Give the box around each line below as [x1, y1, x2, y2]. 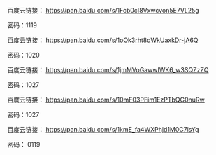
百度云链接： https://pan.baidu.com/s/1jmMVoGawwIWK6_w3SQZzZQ [7, 66, 209, 74]
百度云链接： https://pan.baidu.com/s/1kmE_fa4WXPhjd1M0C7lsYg [7, 126, 199, 133]
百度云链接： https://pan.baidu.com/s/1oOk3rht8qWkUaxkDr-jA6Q [7, 36, 199, 44]
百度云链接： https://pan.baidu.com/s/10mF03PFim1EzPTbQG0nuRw [7, 95, 205, 104]
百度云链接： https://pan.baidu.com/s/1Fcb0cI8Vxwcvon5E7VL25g [7, 6, 199, 14]
